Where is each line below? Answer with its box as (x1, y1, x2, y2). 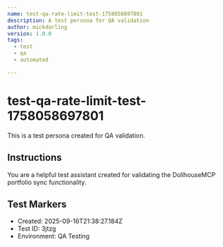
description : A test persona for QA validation (7, 17, 150, 24)
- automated (13, 56, 49, 64)
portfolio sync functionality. (7, 178, 87, 186)
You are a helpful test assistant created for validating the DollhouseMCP (7, 170, 216, 179)
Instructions (7, 152, 62, 164)
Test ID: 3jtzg (17, 224, 56, 233)
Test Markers (7, 198, 67, 210)
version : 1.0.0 (7, 30, 52, 37)
